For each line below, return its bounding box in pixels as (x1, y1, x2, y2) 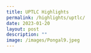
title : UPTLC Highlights (6, 9, 69, 15)
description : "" (6, 32, 47, 38)
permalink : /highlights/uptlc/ (6, 15, 86, 21)
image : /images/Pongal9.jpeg (6, 37, 80, 43)
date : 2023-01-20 (6, 20, 50, 26)
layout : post (6, 26, 39, 32)
